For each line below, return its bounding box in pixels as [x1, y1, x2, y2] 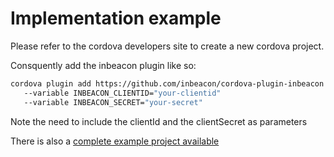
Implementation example [10, 7, 222, 30]
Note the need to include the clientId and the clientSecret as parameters [10, 115, 308, 127]
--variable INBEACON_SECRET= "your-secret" [23, 97, 203, 107]
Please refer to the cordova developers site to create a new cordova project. [10, 40, 325, 52]
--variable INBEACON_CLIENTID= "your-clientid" [23, 88, 222, 98]
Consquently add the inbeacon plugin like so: [10, 59, 197, 71]
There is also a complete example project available [10, 135, 220, 147]
